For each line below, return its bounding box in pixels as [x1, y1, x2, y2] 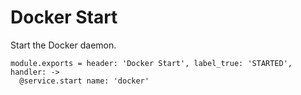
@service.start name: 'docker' [19, 76, 150, 86]
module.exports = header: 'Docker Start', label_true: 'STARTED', [10, 58, 293, 68]
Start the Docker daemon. [10, 39, 117, 51]
